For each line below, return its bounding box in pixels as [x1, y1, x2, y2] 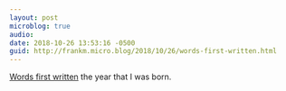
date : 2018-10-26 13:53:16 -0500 [9, 38, 136, 48]
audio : [9, 30, 34, 39]
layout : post [9, 13, 59, 23]
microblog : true [9, 22, 71, 31]
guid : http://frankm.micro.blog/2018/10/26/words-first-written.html [9, 47, 278, 56]
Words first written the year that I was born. [9, 71, 172, 82]
